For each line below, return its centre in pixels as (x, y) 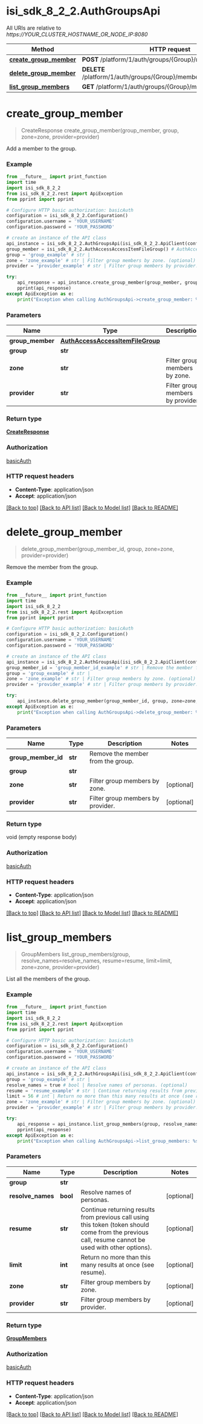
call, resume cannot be (113, 1239)
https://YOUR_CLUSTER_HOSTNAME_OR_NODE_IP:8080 (77, 34)
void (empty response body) (42, 837)
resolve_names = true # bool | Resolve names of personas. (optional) (97, 1085)
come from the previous (115, 1232)
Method (43, 49)
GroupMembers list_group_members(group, (76, 954)
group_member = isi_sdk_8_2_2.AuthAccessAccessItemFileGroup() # (90, 249)
